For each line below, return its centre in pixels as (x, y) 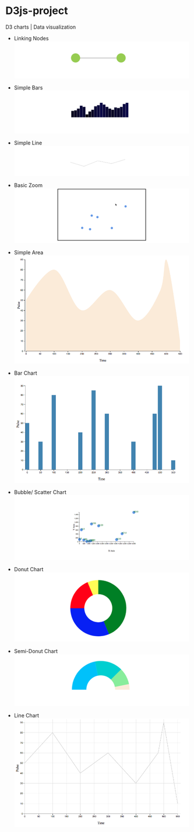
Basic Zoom (28, 185)
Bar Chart (25, 373)
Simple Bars (28, 88)
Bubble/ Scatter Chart (40, 492)
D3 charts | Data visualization (41, 27)
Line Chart (26, 716)
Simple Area (29, 253)
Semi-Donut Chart (36, 651)
